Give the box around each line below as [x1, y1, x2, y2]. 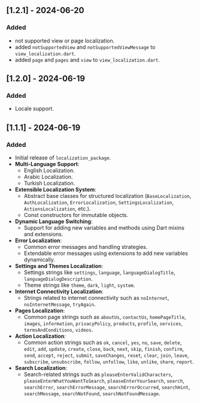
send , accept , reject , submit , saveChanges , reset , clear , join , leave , [23, 351, 189, 359]
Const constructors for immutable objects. [23, 212, 129, 219]
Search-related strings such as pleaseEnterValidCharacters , [23, 371, 173, 378]
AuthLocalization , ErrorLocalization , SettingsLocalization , [23, 199, 174, 206]
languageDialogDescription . [23, 275, 93, 282]
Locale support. [14, 105, 54, 112]
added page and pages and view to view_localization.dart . [14, 56, 160, 63]
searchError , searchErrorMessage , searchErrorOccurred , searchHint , [23, 384, 190, 391]
